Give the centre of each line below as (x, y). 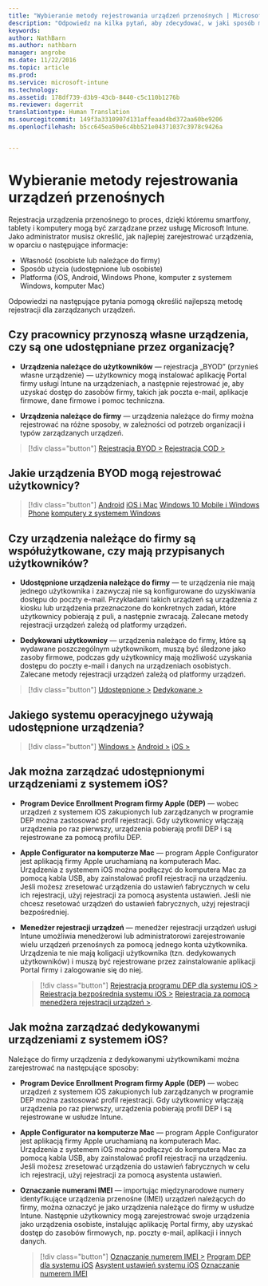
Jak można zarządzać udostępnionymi (106, 772)
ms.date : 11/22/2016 (43, 61)
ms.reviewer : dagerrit (46, 105)
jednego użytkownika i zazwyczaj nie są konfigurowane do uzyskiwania (138, 591)
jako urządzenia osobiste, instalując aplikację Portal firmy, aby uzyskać (136, 1224)
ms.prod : (23, 75)
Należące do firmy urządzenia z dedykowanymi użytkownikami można (124, 1059)
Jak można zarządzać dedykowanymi (104, 1027)
